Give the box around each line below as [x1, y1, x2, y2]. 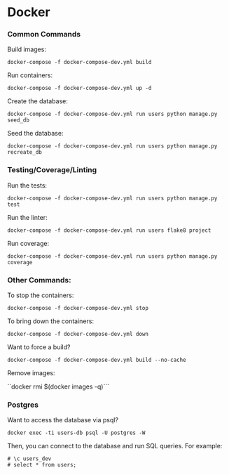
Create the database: [7, 97, 69, 105]
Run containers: [7, 71, 53, 79]
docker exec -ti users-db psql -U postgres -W [7, 429, 146, 436]
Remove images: [7, 369, 55, 377]
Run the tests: [7, 181, 48, 190]
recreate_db [7, 149, 42, 156]
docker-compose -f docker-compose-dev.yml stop [7, 305, 149, 312]
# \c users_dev [7, 455, 52, 462]
